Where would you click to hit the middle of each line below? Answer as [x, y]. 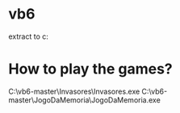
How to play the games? [91, 69]
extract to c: [28, 36]
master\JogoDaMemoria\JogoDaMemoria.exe [85, 100]
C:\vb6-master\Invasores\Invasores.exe [74, 91]
